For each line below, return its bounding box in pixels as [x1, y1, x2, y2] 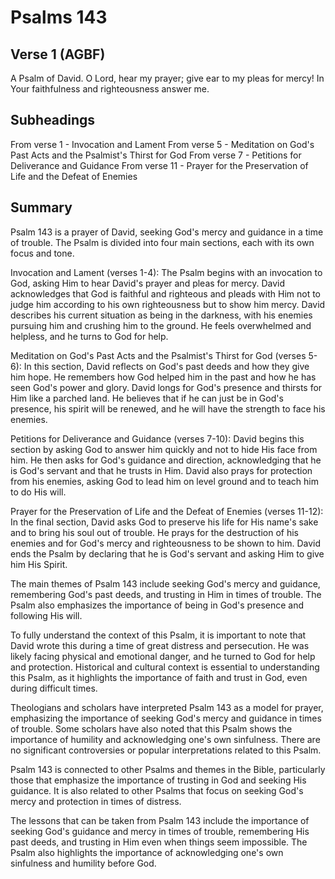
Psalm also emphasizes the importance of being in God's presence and [10, 599, 305, 611]
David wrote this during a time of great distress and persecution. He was [10, 639, 310, 651]
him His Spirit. [10, 558, 68, 570]
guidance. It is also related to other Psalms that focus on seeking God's [10, 784, 304, 796]
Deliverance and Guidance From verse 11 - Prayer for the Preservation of [10, 159, 309, 171]
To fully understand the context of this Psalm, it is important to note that [10, 629, 307, 641]
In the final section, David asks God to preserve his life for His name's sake [10, 516, 319, 528]
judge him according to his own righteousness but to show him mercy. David [10, 298, 326, 310]
